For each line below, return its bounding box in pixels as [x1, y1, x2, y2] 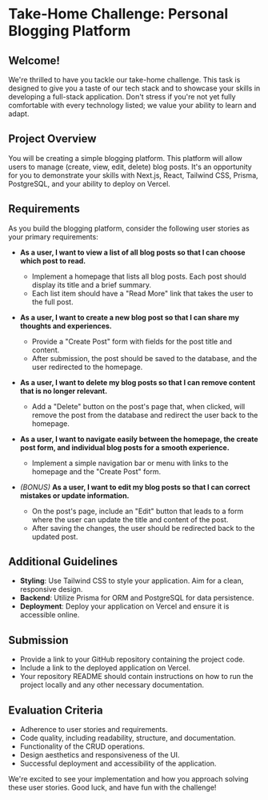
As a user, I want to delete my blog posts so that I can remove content [19, 377, 256, 387]
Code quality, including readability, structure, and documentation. [19, 734, 236, 743]
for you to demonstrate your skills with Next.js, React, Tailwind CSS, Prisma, [8, 170, 258, 180]
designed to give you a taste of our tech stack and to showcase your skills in [8, 83, 261, 93]
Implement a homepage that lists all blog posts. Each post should [31, 271, 246, 281]
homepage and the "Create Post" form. [31, 466, 162, 476]
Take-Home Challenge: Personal [8, 5, 229, 23]
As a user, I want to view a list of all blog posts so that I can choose [19, 247, 246, 257]
